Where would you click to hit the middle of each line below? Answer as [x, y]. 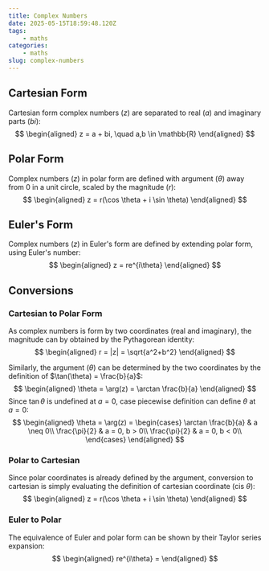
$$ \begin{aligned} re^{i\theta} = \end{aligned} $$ [135, 558]
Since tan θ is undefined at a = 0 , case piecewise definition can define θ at [132, 401]
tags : [17, 31]
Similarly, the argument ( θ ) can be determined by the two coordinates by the [134, 368]
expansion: [26, 546]
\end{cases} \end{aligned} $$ [135, 440]
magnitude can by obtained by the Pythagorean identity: [102, 339]
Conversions [41, 290]
